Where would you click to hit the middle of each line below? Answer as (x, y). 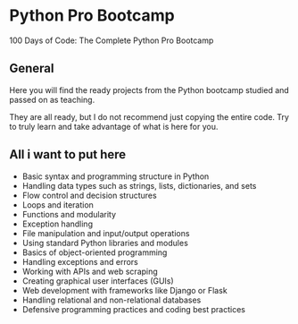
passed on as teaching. (52, 99)
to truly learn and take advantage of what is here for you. (114, 126)
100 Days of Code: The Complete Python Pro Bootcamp (112, 40)
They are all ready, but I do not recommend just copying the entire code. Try (149, 116)
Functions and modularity (69, 214)
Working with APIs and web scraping (90, 271)
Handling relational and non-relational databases (112, 300)
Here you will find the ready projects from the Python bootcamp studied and (149, 90)
